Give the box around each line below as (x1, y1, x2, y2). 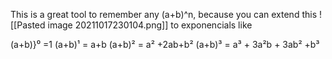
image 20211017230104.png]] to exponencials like (47, 19, 253, 31)
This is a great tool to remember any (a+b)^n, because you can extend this (10, 9, 318, 20)
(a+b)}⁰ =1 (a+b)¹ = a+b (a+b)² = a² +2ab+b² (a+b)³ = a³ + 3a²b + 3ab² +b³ (10, 39, 320, 50)
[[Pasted (10, 19, 46, 31)
